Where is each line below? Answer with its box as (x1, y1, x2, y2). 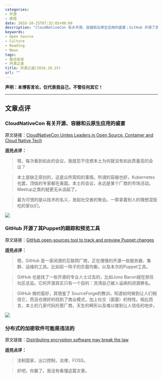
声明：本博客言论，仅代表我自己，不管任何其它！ (5, 84, 103, 90)
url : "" (5, 70, 21, 75)
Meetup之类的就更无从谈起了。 (16, 186, 80, 192)
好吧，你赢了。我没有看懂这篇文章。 (16, 368, 90, 374)
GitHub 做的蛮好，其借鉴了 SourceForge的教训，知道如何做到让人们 (16, 290, 153, 296)
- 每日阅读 (5, 57, 24, 62)
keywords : (5, 30, 25, 34)
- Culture (5, 39, 25, 44)
